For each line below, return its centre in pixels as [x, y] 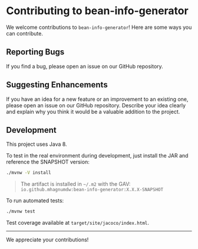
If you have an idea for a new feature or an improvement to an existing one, [97, 99]
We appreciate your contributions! [47, 240]
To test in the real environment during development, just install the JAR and [97, 156]
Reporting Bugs [35, 52]
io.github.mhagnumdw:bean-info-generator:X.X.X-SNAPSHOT [92, 190]
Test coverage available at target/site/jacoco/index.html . [77, 223]
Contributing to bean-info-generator [97, 11]
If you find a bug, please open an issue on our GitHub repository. [85, 66]
